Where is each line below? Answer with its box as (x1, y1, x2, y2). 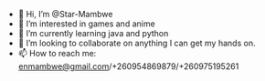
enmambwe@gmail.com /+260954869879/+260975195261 (17, 61, 239, 72)
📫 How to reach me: (17, 48, 97, 58)
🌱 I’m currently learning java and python (17, 28, 169, 38)
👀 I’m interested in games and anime (17, 18, 155, 29)
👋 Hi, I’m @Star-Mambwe (17, 9, 113, 19)
